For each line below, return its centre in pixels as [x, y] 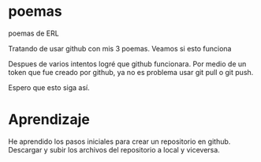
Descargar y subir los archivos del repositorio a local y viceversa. [114, 149]
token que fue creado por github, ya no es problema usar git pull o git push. [131, 72]
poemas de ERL [34, 33]
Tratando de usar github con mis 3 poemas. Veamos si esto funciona [120, 48]
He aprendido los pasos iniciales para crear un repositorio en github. [119, 141]
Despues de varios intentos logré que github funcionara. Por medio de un [127, 64]
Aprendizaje [49, 120]
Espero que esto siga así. [49, 87]
